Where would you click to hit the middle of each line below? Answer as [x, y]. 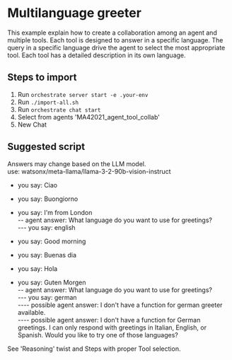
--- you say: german [47, 297]
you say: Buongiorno [48, 199]
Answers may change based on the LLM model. [77, 163]
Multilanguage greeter [74, 13]
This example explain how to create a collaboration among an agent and [112, 33]
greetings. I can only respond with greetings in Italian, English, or [112, 327]
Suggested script [46, 147]
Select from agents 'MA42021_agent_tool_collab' [89, 117]
